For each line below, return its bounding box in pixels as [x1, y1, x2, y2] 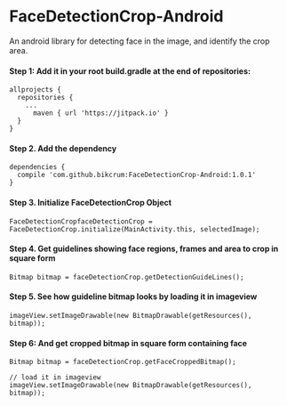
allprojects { [9, 85, 62, 94]
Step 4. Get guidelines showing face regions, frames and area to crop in [9, 243, 279, 255]
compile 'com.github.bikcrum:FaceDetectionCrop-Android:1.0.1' [17, 171, 256, 180]
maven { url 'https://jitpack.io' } [32, 109, 169, 118]
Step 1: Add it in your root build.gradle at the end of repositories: [9, 65, 251, 77]
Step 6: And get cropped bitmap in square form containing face [9, 337, 247, 348]
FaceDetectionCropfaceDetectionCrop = [9, 216, 153, 226]
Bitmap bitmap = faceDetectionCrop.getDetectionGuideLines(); [9, 272, 244, 281]
